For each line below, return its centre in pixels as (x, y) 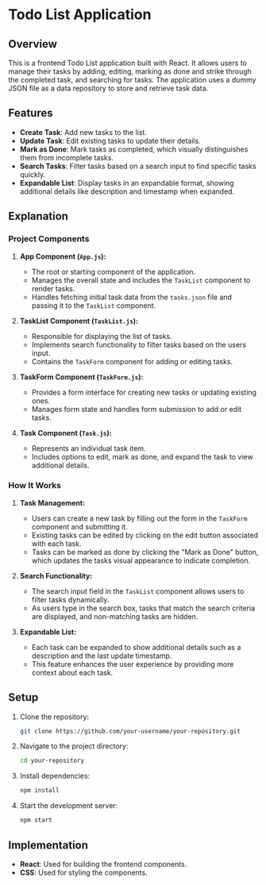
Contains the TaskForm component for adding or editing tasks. (132, 361)
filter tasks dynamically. (70, 599)
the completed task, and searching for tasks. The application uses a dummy (132, 80)
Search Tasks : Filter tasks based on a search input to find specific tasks (138, 166)
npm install (39, 791)
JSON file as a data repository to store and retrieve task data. (108, 88)
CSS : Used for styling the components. (84, 872)
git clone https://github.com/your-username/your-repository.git (130, 731)
